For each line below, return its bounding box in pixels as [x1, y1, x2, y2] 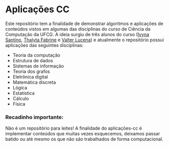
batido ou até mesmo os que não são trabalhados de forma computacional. [5, 136, 163, 142]
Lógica [12, 84, 28, 90]
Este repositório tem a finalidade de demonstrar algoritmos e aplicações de [5, 20, 163, 27]
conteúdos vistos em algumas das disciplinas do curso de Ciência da [5, 26, 151, 32]
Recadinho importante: [5, 113, 64, 120]
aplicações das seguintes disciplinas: [5, 42, 84, 48]
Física [12, 101, 26, 107]
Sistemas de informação [12, 63, 64, 69]
